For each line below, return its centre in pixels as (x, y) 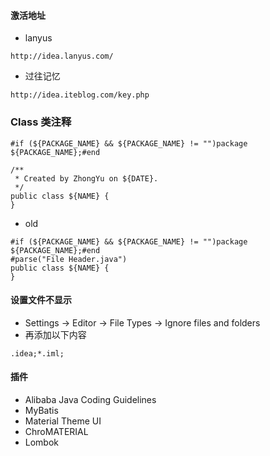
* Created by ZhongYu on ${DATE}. (86, 178)
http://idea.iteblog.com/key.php (80, 95)
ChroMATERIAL (56, 431)
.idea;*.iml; (37, 353)
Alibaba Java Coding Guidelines (90, 399)
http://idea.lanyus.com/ (62, 56)
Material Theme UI (63, 421)
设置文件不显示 (41, 300)
